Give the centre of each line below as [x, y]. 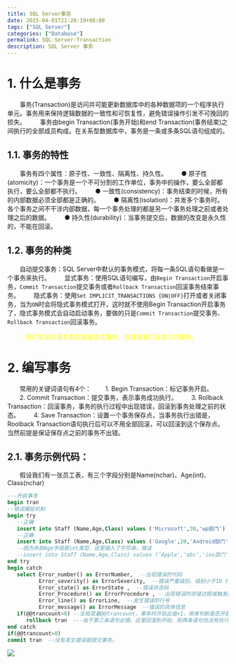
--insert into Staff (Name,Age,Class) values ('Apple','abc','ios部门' [123, 555]
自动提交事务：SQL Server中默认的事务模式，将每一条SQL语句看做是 [119, 269]
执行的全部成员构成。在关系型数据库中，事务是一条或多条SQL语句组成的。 [121, 130]
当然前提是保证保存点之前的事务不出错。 [66, 432]
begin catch [25, 568]
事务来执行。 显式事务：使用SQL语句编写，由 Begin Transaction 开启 [118, 277]
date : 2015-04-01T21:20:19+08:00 [56, 20]
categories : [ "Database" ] [45, 33]
